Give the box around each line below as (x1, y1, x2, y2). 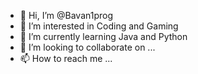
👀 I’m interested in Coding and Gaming (19, 20, 179, 32)
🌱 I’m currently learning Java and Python (19, 31, 188, 42)
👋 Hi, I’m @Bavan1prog (19, 10, 114, 21)
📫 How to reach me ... (19, 53, 113, 64)
